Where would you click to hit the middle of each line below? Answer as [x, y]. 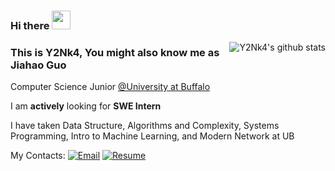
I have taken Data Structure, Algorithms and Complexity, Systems [145, 126]
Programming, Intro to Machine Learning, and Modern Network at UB [152, 136]
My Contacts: [38, 156]
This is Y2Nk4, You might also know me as [115, 52]
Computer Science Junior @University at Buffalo [110, 87]
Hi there [30, 25]
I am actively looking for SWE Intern [86, 106]
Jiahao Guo [38, 65]
